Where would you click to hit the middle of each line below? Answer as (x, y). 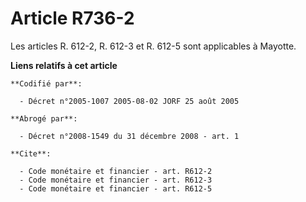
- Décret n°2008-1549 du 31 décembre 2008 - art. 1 (129, 136)
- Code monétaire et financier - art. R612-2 (116, 171)
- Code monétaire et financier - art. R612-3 (116, 180)
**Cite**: (31, 153)
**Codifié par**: (46, 83)
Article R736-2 (72, 18)
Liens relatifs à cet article (64, 65)
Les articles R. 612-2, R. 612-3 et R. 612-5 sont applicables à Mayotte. (153, 46)
